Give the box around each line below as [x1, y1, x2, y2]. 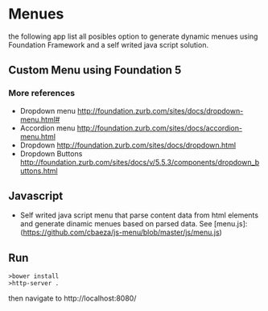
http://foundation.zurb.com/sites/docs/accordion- [76, 122, 243, 133]
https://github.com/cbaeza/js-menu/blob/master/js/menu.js [23, 227, 220, 238]
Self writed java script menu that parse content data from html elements [19, 210, 259, 220]
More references [8, 88, 75, 99]
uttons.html [19, 166, 58, 176]
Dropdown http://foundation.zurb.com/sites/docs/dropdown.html [19, 140, 236, 150]
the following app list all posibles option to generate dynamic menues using [8, 31, 258, 41]
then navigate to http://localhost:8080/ [8, 293, 137, 303]
